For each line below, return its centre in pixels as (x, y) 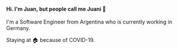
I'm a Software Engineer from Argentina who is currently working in (89, 22)
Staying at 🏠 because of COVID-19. (51, 40)
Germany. (18, 28)
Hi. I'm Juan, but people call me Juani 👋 (56, 9)
